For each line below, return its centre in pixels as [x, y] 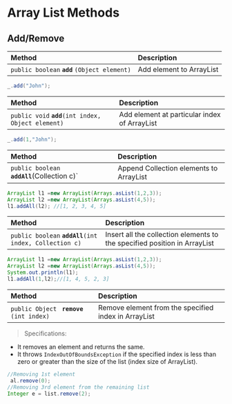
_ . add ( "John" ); [29, 86]
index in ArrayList [126, 316]
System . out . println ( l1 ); [43, 273]
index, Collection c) [46, 243]
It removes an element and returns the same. [81, 346]
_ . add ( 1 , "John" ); [32, 139]
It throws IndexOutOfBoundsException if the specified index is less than [116, 354]
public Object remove [47, 309]
